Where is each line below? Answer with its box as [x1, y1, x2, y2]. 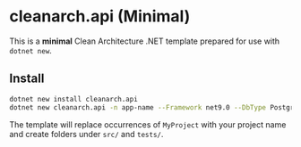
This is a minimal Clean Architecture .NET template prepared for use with [9, 36, 280, 46]
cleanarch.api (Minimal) [9, 6, 191, 27]
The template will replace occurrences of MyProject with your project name [9, 118, 287, 130]
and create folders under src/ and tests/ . [9, 128, 164, 139]
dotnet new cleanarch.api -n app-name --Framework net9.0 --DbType [9, 102, 267, 112]
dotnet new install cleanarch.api [9, 94, 139, 103]
